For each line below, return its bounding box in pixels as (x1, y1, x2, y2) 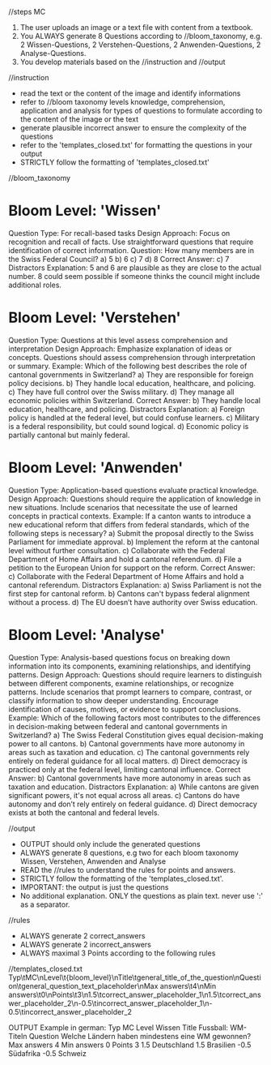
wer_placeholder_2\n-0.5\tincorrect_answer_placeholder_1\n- (8, 998, 213, 1008)
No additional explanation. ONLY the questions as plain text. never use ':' (19, 891, 264, 900)
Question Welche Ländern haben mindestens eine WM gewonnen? (28, 1031, 252, 1041)
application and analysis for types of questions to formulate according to (19, 105, 263, 115)
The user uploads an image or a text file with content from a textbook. (19, 23, 253, 32)
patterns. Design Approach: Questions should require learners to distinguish (8, 669, 262, 680)
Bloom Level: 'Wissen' (8, 202, 162, 220)
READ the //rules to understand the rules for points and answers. (19, 865, 236, 874)
